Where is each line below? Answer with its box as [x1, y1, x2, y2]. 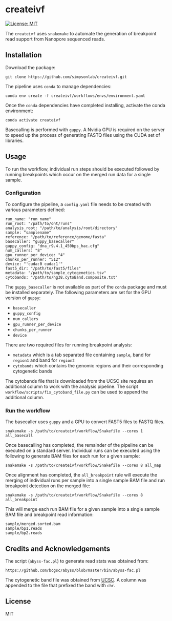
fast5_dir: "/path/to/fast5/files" [5, 265, 81, 271]
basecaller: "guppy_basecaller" [5, 239, 74, 244]
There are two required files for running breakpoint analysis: [5, 342, 132, 348]
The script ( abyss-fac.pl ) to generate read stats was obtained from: [5, 557, 149, 564]
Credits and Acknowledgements [5, 544, 111, 553]
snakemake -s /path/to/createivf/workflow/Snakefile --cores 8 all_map [5, 463, 161, 468]
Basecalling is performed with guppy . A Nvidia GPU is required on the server [5, 127, 165, 133]
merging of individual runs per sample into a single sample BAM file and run [5, 478, 165, 484]
